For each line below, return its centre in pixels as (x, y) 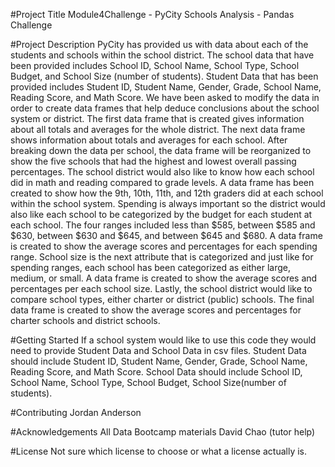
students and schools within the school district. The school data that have (162, 55)
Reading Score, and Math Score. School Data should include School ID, (156, 372)
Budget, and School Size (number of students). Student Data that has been (164, 76)
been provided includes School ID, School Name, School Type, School (155, 65)
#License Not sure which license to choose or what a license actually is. (158, 451)
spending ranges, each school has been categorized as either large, (151, 267)
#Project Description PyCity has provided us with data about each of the (159, 44)
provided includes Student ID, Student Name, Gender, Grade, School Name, (166, 87)
